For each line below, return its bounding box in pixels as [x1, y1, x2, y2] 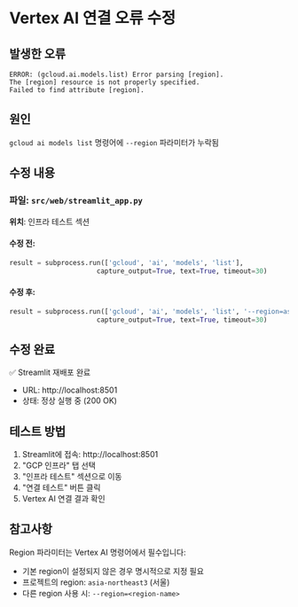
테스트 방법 [9, 424, 67, 439]
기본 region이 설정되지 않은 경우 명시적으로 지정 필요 [21, 565, 204, 576]
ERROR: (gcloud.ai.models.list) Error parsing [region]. [9, 70, 224, 79]
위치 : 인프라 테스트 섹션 [9, 216, 90, 227]
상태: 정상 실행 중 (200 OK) [21, 395, 118, 406]
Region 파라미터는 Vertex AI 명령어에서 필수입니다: [9, 547, 186, 557]
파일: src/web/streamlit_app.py [9, 194, 144, 206]
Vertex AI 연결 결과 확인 [21, 494, 106, 504]
